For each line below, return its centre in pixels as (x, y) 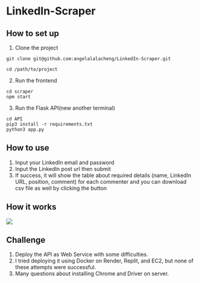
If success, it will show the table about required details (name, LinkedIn (103, 175)
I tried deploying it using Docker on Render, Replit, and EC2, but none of (104, 261)
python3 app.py (25, 129)
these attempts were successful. (55, 267)
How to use (28, 148)
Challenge (26, 240)
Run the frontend (36, 80)
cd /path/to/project (32, 69)
